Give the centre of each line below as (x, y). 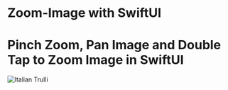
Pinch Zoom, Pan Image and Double (114, 45)
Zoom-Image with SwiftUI (85, 13)
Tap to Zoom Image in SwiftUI (96, 60)
